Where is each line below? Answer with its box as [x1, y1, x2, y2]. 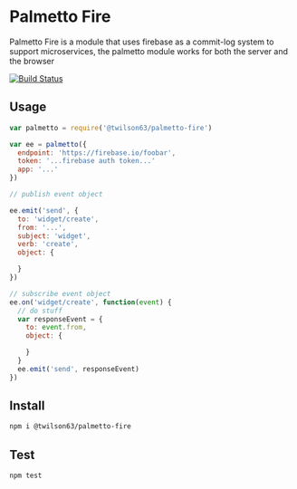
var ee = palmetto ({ [9, 139, 88, 149]
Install [9, 398, 45, 414]
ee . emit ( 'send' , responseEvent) [17, 364, 140, 373]
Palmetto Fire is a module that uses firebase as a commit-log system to [9, 36, 274, 47]
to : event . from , [25, 323, 88, 332]
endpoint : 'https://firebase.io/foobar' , [17, 148, 177, 158]
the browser [9, 55, 54, 66]
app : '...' [17, 165, 59, 174]
